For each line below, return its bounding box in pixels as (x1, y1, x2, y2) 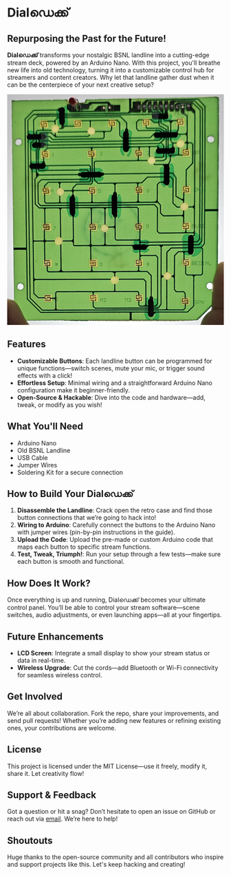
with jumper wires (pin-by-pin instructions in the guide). (16, 528, 175, 536)
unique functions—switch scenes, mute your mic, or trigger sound (16, 363, 205, 372)
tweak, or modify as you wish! (16, 401, 102, 409)
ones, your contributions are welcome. (7, 724, 117, 732)
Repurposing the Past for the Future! (7, 32, 166, 44)
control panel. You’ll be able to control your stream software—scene (7, 604, 201, 612)
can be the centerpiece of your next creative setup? (7, 81, 155, 89)
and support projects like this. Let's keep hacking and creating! (7, 861, 186, 869)
